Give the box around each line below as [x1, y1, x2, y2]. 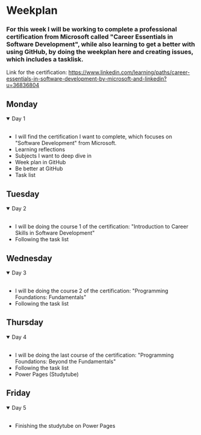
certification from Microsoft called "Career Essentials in [6, 32, 173, 41]
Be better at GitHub [14, 165, 63, 172]
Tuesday [6, 189, 40, 199]
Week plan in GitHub [14, 159, 66, 166]
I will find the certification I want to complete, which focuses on [14, 133, 173, 140]
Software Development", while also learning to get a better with [6, 40, 196, 49]
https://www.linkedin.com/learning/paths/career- [68, 69, 190, 76]
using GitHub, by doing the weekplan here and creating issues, [6, 48, 194, 56]
